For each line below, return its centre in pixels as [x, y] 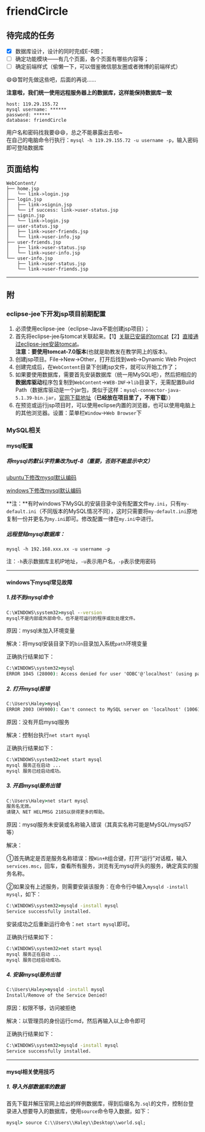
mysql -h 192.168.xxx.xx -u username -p [59, 549]
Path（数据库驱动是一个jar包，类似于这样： [69, 389]
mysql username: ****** [37, 110]
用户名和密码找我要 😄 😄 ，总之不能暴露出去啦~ [65, 132]
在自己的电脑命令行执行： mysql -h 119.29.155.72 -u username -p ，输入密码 [102, 140]
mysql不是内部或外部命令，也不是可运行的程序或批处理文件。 [72, 618]
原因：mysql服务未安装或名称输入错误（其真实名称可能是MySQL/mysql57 [99, 825]
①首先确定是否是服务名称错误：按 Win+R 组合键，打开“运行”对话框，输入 [97, 858]
